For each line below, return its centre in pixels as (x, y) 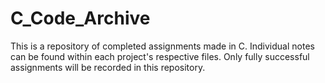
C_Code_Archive (80, 18)
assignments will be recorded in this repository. (108, 67)
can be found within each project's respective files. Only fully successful (160, 56)
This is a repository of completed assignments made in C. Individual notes (162, 46)
